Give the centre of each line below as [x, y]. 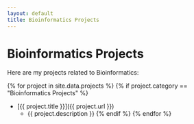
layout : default [30, 13]
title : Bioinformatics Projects [53, 20]
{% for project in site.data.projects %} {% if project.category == [97, 86]
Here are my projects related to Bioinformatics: [73, 73]
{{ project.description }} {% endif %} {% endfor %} [99, 114]
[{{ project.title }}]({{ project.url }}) [65, 106]
